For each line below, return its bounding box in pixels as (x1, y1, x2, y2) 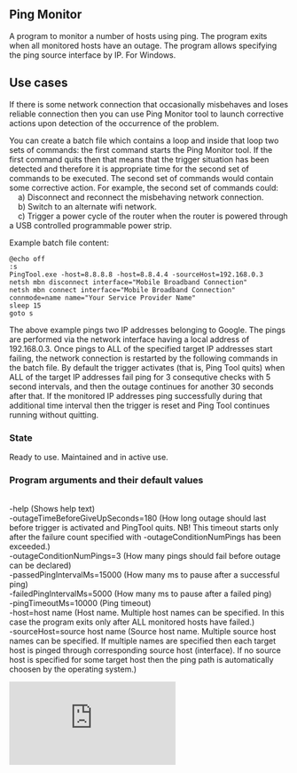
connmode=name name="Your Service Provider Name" (9, 293, 197, 302)
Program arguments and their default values (9, 474, 204, 486)
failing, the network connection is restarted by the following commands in (9, 353, 278, 363)
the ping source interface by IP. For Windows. (9, 49, 176, 60)
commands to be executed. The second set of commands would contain (9, 172, 274, 183)
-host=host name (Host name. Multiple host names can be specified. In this (9, 608, 285, 618)
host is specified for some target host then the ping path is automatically (9, 655, 274, 665)
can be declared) (9, 560, 72, 571)
